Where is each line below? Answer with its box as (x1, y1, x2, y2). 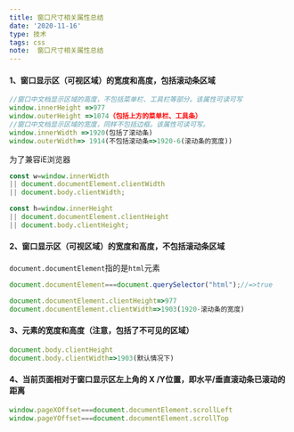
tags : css (9, 37, 46, 47)
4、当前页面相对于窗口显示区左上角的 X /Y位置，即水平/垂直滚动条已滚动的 (9, 374, 286, 385)
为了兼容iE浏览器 (9, 153, 71, 165)
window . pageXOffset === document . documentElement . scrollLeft (9, 405, 233, 414)
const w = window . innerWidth (9, 171, 110, 181)
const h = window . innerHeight (9, 204, 114, 214)
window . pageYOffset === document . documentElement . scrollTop (9, 413, 229, 423)
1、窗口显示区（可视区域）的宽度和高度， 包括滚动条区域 (9, 75, 216, 86)
